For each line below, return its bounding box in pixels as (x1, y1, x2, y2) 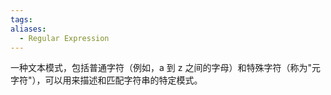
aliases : (10, 24, 47, 34)
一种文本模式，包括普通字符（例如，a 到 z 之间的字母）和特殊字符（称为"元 (10, 62, 321, 74)
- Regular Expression (19, 33, 110, 43)
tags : (10, 14, 33, 25)
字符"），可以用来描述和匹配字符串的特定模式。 (10, 74, 203, 86)
